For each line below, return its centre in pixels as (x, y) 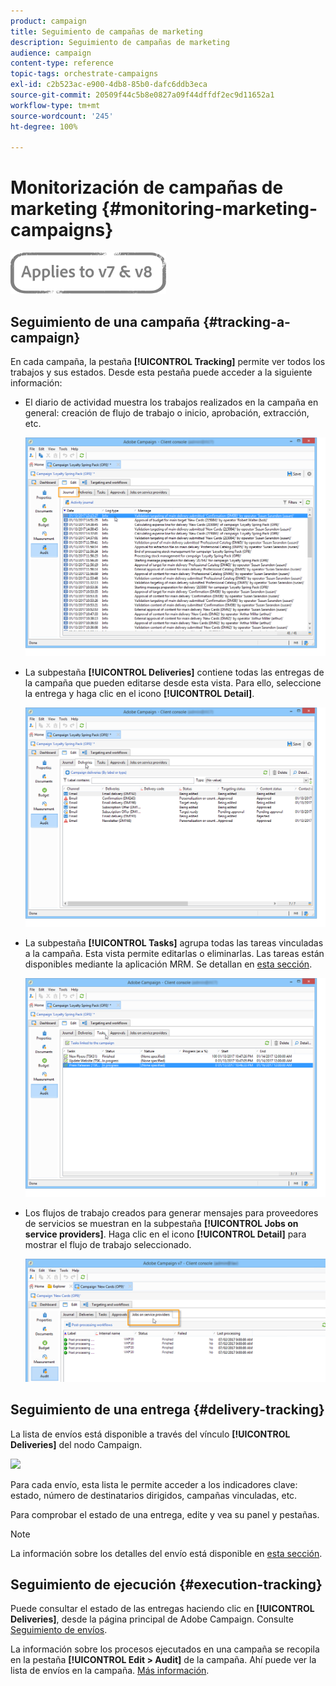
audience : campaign (51, 53)
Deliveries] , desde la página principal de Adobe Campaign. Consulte (152, 1619)
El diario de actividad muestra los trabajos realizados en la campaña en (171, 402)
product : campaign (48, 21)
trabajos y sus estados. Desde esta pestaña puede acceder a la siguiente (161, 372)
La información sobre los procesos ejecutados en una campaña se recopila (165, 1649)
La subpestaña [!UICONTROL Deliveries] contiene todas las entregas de (174, 672)
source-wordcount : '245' (62, 116)
